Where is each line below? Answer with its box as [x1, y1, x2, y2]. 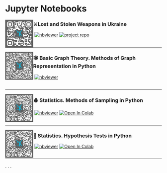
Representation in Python [33, 63, 96, 70]
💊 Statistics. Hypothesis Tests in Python [33, 132, 132, 139]
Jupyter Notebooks [5, 3, 87, 14]
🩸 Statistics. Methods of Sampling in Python [33, 96, 143, 103]
